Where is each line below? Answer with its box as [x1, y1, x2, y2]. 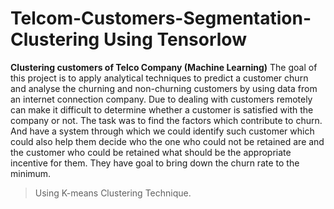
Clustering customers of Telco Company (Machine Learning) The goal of [10, 61, 318, 73]
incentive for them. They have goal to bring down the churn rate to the [10, 157, 300, 169]
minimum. [10, 167, 52, 179]
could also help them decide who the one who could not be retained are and [10, 135, 325, 147]
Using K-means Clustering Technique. [34, 187, 192, 199]
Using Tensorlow [103, 28, 247, 51]
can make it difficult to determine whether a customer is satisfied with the [10, 103, 314, 116]
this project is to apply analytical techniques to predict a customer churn [10, 72, 309, 84]
